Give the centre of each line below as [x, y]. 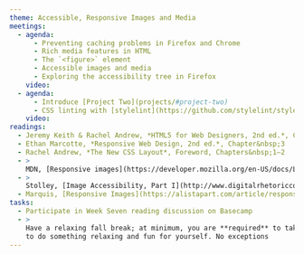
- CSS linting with [70, 110]
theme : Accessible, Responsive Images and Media [103, 18]
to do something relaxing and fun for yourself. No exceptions [147, 236]
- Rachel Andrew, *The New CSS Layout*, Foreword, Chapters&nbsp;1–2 [151, 152]
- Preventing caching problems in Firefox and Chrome [137, 43]
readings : [28, 127]
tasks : [22, 203]
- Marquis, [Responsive [62, 194]
